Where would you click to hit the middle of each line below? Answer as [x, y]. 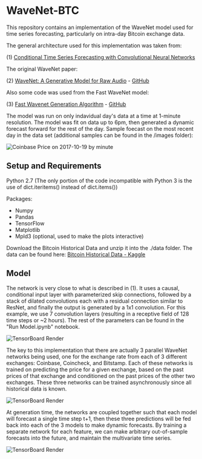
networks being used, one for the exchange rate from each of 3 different [97, 356]
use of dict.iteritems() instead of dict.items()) [62, 187]
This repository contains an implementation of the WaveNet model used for [100, 27]
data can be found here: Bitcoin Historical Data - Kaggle [76, 254]
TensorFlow [30, 223]
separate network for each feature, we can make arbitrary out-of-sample [97, 431]
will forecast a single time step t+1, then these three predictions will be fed [99, 418]
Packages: [19, 199]
